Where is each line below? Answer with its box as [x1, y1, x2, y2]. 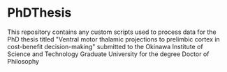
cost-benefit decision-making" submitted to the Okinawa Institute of [7, 42, 204, 51]
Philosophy [7, 57, 40, 65]
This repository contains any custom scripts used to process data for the [7, 28, 217, 36]
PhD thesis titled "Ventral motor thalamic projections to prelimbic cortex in [7, 35, 220, 43]
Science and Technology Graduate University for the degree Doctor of [7, 50, 210, 58]
